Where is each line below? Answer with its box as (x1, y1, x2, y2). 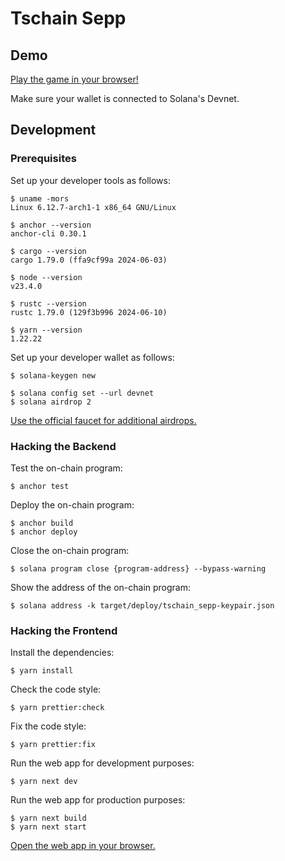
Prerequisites (10, 152, 77, 166)
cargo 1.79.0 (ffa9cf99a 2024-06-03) (10, 255, 168, 265)
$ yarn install (10, 666, 74, 676)
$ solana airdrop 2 (10, 397, 92, 407)
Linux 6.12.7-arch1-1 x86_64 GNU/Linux (10, 202, 177, 212)
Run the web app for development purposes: (10, 757, 195, 769)
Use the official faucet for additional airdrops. (10, 414, 197, 426)
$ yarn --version (10, 325, 83, 335)
